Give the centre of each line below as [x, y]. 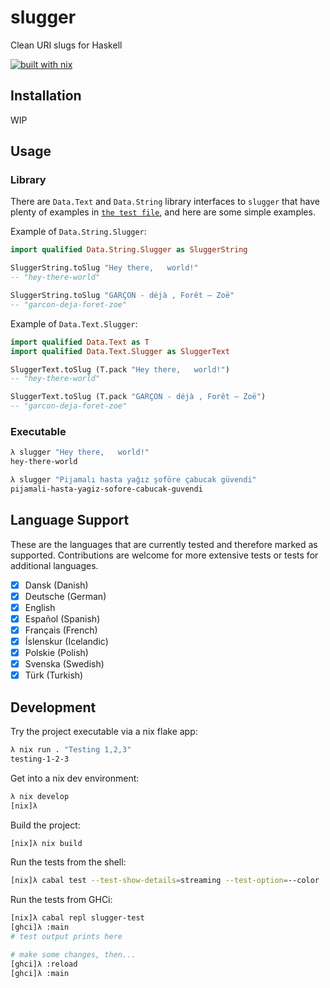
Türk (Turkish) [54, 675]
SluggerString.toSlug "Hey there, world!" [104, 268]
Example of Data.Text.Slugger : [74, 323]
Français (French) [61, 630]
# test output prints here [66, 937]
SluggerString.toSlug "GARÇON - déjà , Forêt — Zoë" [122, 296]
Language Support [70, 520]
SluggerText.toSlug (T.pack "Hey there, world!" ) [120, 369]
